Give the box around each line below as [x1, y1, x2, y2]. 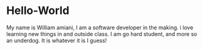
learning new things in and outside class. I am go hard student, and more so [6, 30, 197, 37]
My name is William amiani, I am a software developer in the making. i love [6, 24, 194, 31]
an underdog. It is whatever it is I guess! [6, 37, 107, 44]
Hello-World [6, 4, 70, 18]
